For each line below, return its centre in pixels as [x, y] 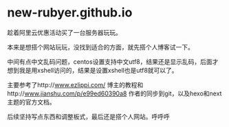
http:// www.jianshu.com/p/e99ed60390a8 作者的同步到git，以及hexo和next [115, 93]
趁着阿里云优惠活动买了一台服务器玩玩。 [64, 32]
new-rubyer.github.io [70, 13]
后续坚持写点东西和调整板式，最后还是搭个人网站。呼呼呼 [88, 116]
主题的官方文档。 [31, 102]
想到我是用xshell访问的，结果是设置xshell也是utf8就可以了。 [92, 70]
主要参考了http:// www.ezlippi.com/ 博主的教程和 [75, 84]
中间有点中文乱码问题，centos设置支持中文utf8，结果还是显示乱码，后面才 [113, 61]
